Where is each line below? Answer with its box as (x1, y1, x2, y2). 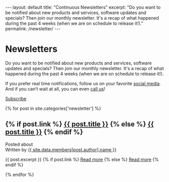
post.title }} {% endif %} (5, 128, 83, 137)
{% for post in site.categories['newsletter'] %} (5, 105, 101, 111)
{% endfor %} (5, 171, 34, 177)
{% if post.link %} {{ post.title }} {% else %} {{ (5, 120, 154, 129)
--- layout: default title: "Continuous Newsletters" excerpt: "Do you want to (5, 5, 161, 10)
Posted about (5, 141, 33, 147)
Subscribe (5, 95, 27, 101)
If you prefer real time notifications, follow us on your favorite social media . (5, 80, 161, 86)
